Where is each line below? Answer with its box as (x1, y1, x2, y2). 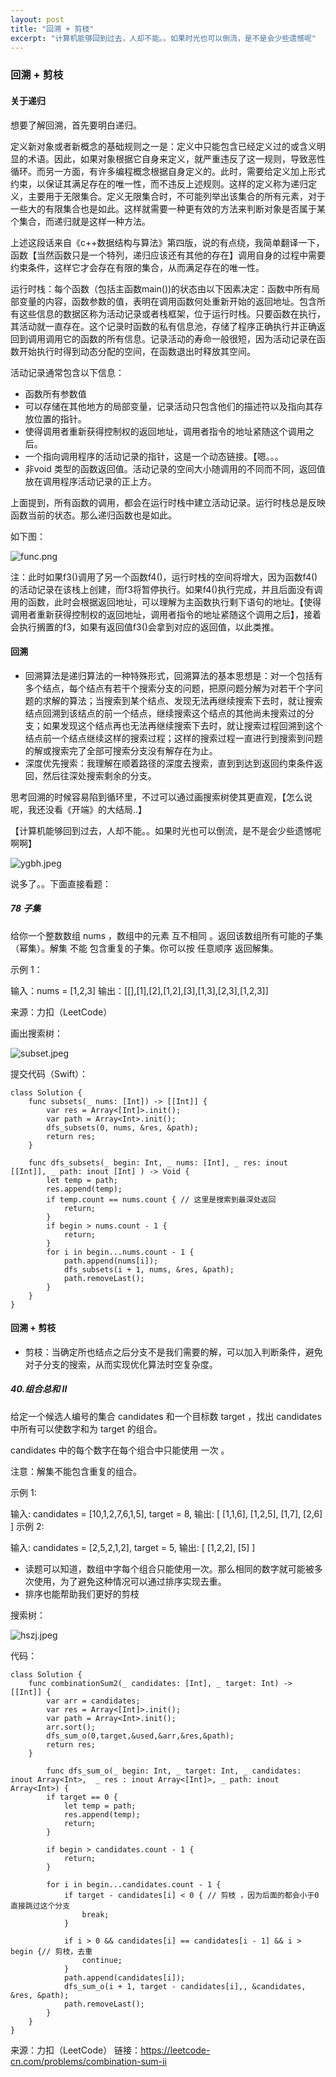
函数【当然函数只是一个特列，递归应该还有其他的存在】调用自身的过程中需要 (10, 249, 326, 261)
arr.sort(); (46, 1722, 97, 1732)
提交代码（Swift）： (10, 1067, 89, 1080)
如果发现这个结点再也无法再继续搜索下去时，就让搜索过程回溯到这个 (42, 719, 323, 731)
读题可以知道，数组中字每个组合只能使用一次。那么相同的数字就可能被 (24, 1562, 315, 1575)
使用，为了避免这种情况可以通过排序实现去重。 (33, 1575, 227, 1587)
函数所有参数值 (24, 387, 87, 400)
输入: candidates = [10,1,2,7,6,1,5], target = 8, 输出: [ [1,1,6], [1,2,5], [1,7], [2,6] (10, 1507, 323, 1520)
